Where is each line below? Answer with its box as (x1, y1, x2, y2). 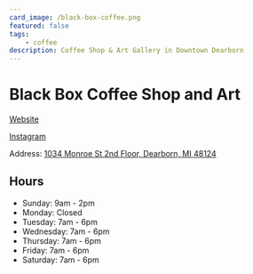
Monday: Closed (21, 206, 83, 218)
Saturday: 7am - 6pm (21, 254, 99, 265)
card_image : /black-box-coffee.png (9, 12, 141, 22)
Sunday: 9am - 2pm (21, 197, 95, 208)
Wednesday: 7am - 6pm (21, 226, 110, 237)
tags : (9, 29, 29, 38)
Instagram (9, 131, 46, 142)
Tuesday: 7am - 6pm (21, 216, 98, 227)
